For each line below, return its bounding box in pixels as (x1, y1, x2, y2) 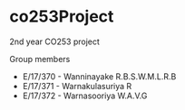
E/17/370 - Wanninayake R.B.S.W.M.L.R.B (22, 70, 177, 82)
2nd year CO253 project (9, 36, 100, 47)
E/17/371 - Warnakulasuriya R (22, 80, 132, 91)
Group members (9, 53, 71, 64)
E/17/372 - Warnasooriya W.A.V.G (22, 90, 148, 101)
